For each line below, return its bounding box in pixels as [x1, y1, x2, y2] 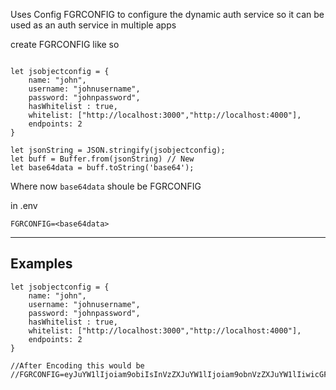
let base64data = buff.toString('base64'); [10, 163, 195, 173]
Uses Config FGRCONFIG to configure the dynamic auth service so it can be [10, 9, 325, 20]
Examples [10, 255, 73, 273]
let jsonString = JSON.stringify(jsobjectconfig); [10, 145, 226, 155]
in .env [10, 200, 38, 211]
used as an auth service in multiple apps [10, 19, 177, 31]
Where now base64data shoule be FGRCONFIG [10, 180, 202, 192]
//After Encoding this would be [10, 360, 145, 371]
